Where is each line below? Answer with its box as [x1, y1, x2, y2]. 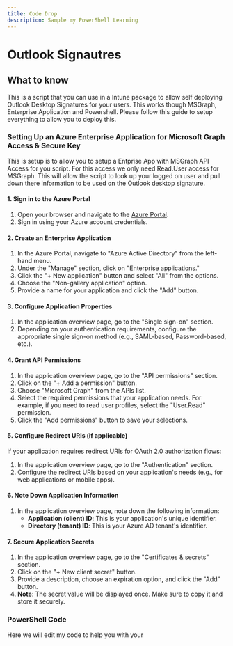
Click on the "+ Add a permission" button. [17, 379, 137, 387]
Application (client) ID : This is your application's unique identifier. [27, 514, 217, 523]
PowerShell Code [7, 615, 67, 624]
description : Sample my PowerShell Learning [7, 17, 138, 24]
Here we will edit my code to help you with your [7, 631, 144, 639]
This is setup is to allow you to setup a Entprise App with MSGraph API [7, 157, 209, 165]
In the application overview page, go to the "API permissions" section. [17, 371, 218, 379]
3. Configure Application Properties [7, 302, 113, 310]
